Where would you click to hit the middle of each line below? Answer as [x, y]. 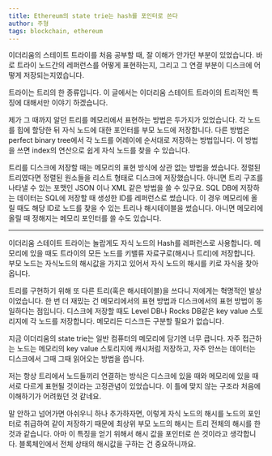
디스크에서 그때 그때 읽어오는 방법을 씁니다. [76, 359]
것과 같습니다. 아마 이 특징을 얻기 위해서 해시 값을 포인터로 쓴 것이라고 [118, 434]
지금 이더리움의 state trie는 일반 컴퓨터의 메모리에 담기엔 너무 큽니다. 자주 [125, 338]
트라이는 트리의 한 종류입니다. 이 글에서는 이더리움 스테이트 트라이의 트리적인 [130, 92]
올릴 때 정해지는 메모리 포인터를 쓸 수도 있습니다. [85, 218]
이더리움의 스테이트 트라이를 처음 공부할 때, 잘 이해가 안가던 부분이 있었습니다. [132, 55]
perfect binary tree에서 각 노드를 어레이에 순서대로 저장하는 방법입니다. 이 [126, 140]
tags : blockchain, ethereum [56, 31]
